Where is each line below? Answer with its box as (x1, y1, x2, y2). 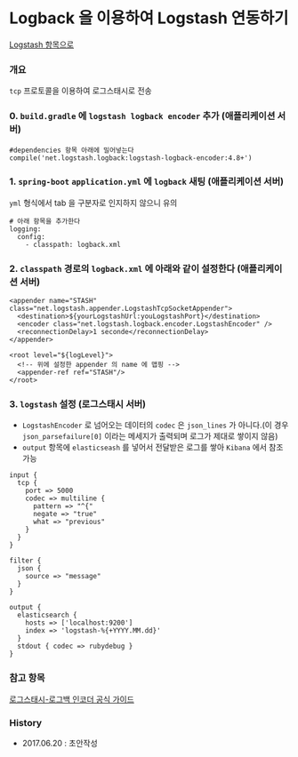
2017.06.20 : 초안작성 (21, 738, 98, 749)
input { (9, 471, 38, 480)
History (9, 716, 43, 729)
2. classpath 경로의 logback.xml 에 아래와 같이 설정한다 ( (9, 262, 241, 275)
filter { (9, 556, 42, 565)
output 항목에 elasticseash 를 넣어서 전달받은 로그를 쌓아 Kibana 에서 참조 (21, 442, 284, 453)
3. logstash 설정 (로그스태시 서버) (9, 398, 147, 410)
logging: (9, 224, 42, 234)
